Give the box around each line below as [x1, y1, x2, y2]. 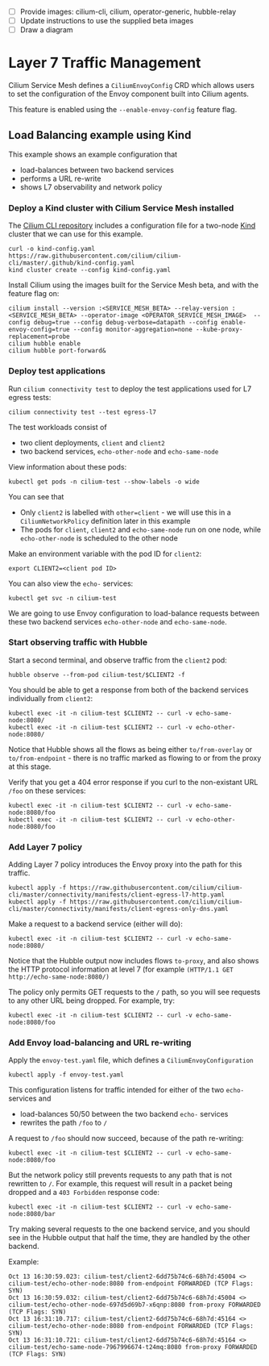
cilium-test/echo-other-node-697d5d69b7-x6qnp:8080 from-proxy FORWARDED [8, 1301, 262, 1310]
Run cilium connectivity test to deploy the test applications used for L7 [8, 383, 252, 394]
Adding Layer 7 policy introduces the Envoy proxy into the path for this [8, 859, 242, 870]
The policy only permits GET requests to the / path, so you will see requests [8, 988, 261, 997]
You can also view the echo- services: [8, 579, 134, 588]
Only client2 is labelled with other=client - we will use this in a [19, 508, 231, 517]
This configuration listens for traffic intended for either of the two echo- [8, 1085, 244, 1095]
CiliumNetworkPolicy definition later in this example [19, 516, 191, 525]
